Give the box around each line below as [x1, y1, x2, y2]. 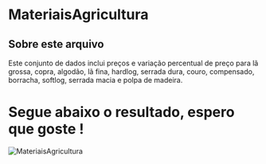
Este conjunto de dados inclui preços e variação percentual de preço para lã [8, 58, 259, 68]
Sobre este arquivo [8, 37, 104, 51]
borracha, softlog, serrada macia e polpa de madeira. [8, 76, 183, 84]
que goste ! [8, 120, 84, 139]
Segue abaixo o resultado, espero [8, 103, 235, 121]
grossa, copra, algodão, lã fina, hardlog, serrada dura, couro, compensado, [8, 67, 255, 76]
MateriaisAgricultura [8, 6, 149, 24]
